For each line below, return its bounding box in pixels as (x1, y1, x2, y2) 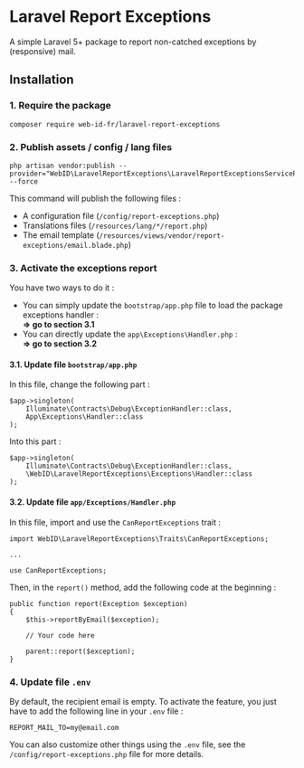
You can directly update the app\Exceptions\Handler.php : (22, 328, 238, 340)
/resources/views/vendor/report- (99, 231, 225, 241)
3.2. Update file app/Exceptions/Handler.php (9, 497, 176, 507)
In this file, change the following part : (9, 379, 151, 390)
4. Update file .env (9, 676, 91, 688)
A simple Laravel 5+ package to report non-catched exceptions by (9, 36, 257, 47)
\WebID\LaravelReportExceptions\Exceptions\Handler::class (25, 469, 253, 479)
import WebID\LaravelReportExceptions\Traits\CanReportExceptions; (9, 534, 270, 544)
